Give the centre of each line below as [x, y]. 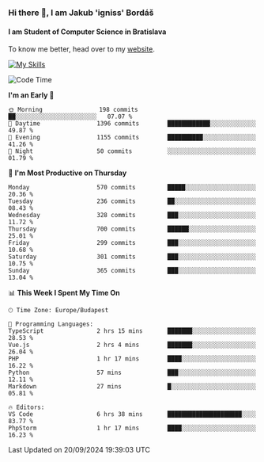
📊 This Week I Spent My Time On [64, 293]
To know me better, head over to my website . [82, 49]
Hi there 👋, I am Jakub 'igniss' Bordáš [81, 13]
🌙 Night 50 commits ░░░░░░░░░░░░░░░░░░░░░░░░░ [132, 151]
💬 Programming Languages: [51, 324]
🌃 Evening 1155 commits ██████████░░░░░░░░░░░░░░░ [132, 138]
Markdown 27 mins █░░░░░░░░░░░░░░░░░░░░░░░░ [132, 387]
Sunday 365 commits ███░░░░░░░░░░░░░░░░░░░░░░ [132, 271]
